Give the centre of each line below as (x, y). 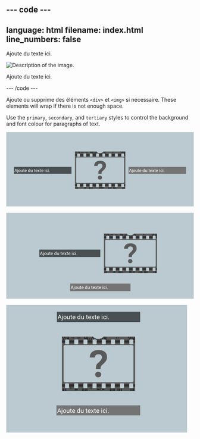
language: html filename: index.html (75, 30)
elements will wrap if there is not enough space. (65, 106)
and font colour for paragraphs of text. (53, 124)
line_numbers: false (44, 39)
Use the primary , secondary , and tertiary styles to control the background (97, 118)
